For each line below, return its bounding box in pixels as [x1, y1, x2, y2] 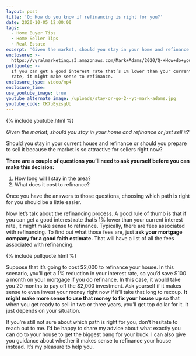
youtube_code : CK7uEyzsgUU [6, 101, 72, 107]
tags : [6, 25, 19, 31]
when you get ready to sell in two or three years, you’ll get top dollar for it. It [6, 300, 188, 307]
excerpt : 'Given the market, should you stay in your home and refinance [6, 47, 190, 53]
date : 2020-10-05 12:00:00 [6, 19, 72, 25]
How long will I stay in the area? [14, 175, 91, 182]
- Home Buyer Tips [11, 30, 57, 36]
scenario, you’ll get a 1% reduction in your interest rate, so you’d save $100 [6, 269, 187, 276]
